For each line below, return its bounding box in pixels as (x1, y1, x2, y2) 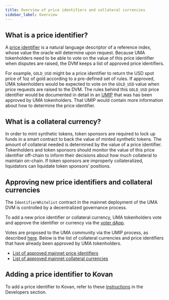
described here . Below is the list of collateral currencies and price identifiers (5, 235, 164, 241)
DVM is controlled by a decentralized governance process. (5, 204, 127, 210)
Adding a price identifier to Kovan (5, 270, 114, 279)
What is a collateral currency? (5, 117, 101, 126)
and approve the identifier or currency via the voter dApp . (5, 219, 125, 226)
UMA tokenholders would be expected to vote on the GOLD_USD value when (5, 81, 160, 87)
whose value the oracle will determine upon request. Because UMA (5, 50, 145, 56)
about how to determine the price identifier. (5, 102, 96, 109)
